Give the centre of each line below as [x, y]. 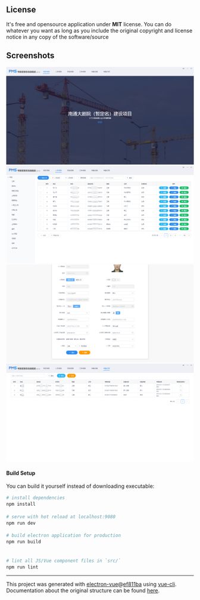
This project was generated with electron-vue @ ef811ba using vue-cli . [91, 584]
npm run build [24, 542]
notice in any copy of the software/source [57, 37]
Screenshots [30, 56]
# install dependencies [36, 498]
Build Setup [21, 473]
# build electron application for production [63, 536]
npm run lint [22, 567]
